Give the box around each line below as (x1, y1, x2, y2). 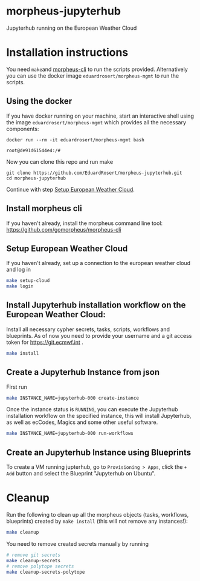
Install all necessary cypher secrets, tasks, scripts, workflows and (6, 326, 170, 333)
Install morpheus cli (6, 203, 83, 213)
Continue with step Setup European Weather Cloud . (6, 186, 135, 193)
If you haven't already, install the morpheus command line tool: (6, 220, 163, 227)
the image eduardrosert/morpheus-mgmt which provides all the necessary (6, 118, 186, 126)
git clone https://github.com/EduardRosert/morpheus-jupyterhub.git (6, 170, 182, 176)
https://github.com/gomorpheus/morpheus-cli (6, 226, 121, 233)
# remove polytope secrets (6, 563, 74, 569)
